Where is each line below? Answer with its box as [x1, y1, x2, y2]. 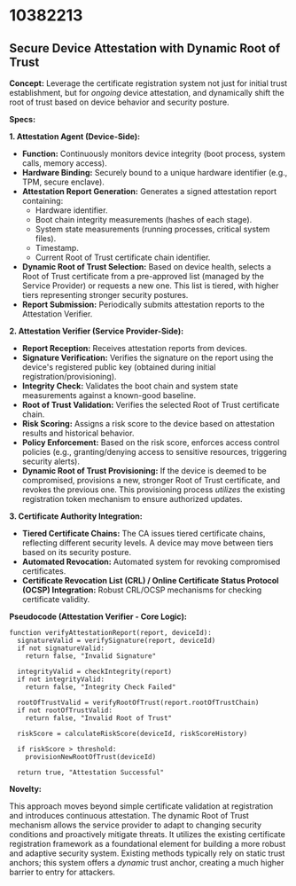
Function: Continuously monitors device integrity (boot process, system [21, 148, 286, 159]
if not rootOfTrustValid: [17, 706, 113, 715]
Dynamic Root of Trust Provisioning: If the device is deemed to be [21, 466, 268, 475]
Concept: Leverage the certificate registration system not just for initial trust [9, 78, 288, 89]
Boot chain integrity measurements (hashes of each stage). [35, 215, 253, 224]
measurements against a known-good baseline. [21, 390, 197, 400]
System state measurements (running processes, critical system [35, 223, 270, 234]
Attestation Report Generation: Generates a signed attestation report [21, 186, 277, 196]
